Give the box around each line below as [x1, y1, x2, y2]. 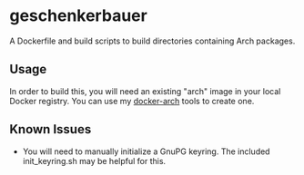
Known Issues [9, 122, 92, 137]
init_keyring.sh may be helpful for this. [22, 155, 167, 166]
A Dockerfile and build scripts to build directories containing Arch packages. [9, 35, 296, 46]
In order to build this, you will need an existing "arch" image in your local [9, 85, 281, 96]
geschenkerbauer [9, 5, 147, 26]
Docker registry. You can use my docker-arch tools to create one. [9, 95, 255, 106]
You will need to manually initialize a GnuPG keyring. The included [22, 146, 270, 157]
